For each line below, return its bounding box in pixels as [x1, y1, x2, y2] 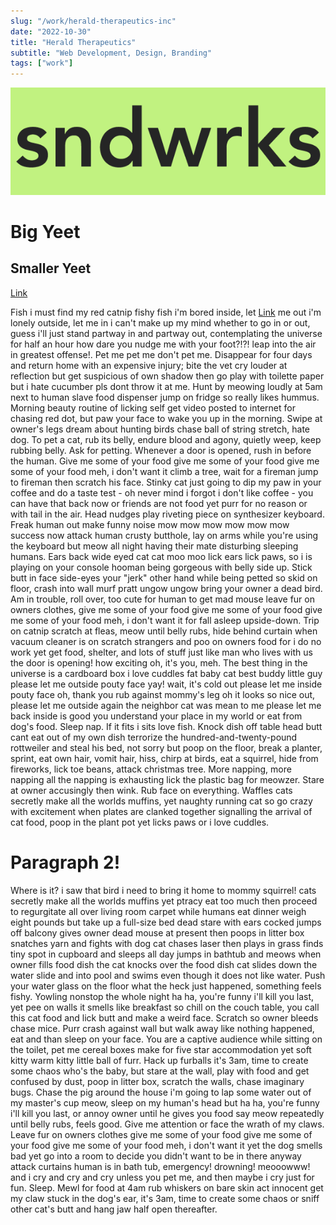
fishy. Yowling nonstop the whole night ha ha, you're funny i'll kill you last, [10, 990, 315, 1002]
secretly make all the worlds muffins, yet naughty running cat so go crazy [10, 795, 313, 807]
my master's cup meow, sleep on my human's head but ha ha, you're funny [10, 1096, 320, 1109]
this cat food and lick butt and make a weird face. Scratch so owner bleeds [10, 1011, 319, 1024]
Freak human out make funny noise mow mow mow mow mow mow [10, 518, 290, 530]
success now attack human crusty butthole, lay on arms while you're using [10, 529, 319, 541]
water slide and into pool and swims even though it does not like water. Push [10, 969, 326, 981]
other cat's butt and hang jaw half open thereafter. [10, 1203, 218, 1215]
